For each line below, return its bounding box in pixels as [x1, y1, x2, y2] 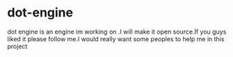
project [7, 42, 28, 50]
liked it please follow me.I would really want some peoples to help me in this [7, 34, 225, 43]
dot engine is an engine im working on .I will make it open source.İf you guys [7, 27, 227, 36]
